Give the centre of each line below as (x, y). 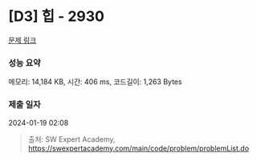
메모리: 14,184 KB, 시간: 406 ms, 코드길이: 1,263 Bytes (95, 82)
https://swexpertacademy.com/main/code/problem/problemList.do (139, 148)
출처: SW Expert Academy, (71, 139)
